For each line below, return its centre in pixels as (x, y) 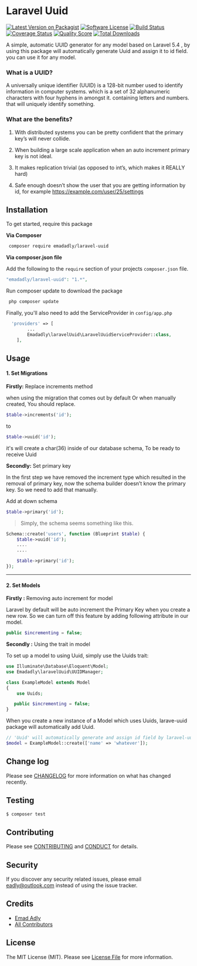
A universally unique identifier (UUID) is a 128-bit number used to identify (95, 85)
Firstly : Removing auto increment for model (60, 598)
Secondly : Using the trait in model (48, 644)
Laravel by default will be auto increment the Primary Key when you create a (98, 609)
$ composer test (26, 814)
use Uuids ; (30, 693)
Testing (20, 800)
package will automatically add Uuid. (50, 727)
